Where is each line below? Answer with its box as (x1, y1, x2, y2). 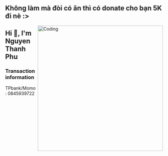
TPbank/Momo (5, 85, 36, 91)
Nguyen (5, 37, 31, 45)
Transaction (5, 67, 35, 74)
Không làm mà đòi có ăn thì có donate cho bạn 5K (5, 4, 162, 13)
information (5, 74, 34, 81)
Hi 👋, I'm (5, 29, 31, 37)
